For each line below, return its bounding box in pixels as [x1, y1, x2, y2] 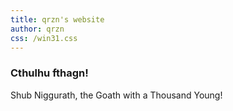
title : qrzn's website [10, 14, 105, 25]
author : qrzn [10, 24, 65, 34]
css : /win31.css [10, 33, 78, 43]
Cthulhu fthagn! [10, 66, 89, 80]
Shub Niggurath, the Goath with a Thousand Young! [10, 89, 223, 101]
